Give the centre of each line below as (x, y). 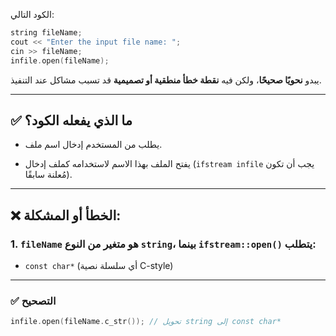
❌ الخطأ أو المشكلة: (66, 215)
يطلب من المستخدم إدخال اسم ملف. (93, 145)
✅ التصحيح (33, 301)
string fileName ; (46, 33)
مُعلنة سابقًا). (48, 175)
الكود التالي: (32, 14)
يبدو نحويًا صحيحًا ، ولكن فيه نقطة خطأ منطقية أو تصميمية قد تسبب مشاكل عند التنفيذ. (166, 80)
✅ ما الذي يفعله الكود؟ (71, 120)
